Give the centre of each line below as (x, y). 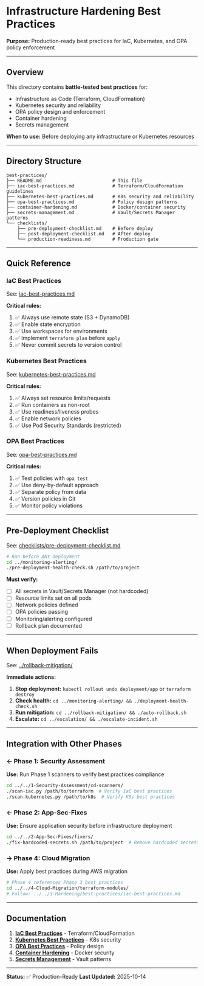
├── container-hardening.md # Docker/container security (96, 207)
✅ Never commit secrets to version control (68, 345)
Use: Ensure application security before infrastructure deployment (89, 826)
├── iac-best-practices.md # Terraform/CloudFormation (95, 186)
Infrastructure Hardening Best (83, 11)
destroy (25, 695)
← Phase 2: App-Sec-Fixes (47, 812)
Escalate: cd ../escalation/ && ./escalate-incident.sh (86, 719)
